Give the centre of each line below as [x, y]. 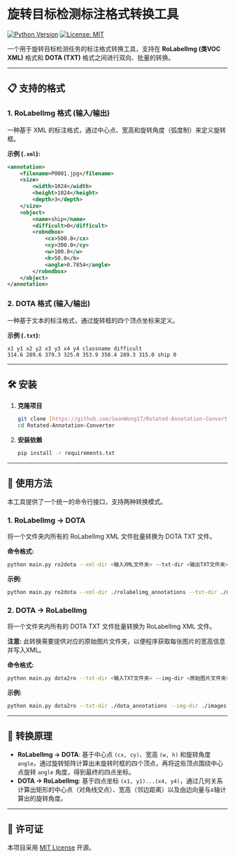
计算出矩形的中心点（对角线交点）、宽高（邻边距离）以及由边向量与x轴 [119, 789]
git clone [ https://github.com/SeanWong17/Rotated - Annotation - [112, 419]
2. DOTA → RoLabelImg [47, 610]
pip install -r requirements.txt [66, 454]
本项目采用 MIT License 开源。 [51, 847]
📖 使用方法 [30, 483]
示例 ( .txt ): [24, 335]
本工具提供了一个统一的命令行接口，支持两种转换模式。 [87, 501]
